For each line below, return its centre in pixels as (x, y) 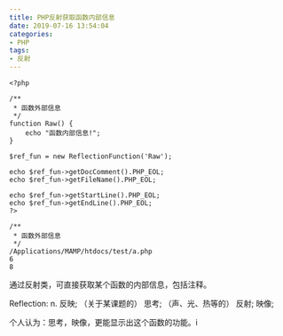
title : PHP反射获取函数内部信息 (62, 17)
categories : (31, 34)
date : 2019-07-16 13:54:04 (59, 26)
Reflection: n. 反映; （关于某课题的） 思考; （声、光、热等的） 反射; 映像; (142, 304)
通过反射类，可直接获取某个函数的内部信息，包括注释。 (110, 284)
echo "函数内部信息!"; (63, 133)
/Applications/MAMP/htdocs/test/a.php (81, 252)
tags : (19, 51)
